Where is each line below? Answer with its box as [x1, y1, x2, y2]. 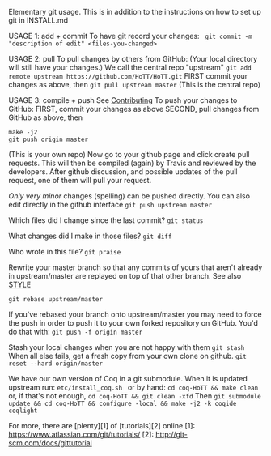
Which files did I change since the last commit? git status [8, 215, 204, 225]
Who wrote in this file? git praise [8, 247, 121, 256]
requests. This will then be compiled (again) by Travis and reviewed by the [8, 158, 256, 168]
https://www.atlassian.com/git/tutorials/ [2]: [8, 429, 155, 439]
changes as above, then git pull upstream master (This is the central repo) [8, 80, 261, 89]
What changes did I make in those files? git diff [8, 231, 172, 241]
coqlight [8, 407, 38, 415]
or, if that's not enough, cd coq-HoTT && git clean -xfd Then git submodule [8, 391, 261, 400]
